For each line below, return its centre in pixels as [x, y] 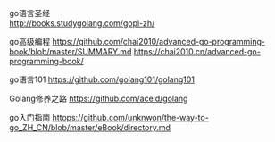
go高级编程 [30, 42]
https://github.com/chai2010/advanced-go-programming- [159, 42]
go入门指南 [30, 117]
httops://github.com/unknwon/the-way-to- [131, 117]
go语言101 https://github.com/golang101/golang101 [102, 79]
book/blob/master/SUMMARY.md [71, 51]
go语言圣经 [30, 13]
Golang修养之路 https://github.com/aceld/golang [99, 98]
